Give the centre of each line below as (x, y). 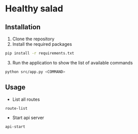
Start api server (28, 118)
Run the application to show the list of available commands (72, 63)
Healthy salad (34, 9)
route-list (16, 108)
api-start (15, 127)
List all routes (26, 99)
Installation (23, 27)
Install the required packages (42, 44)
